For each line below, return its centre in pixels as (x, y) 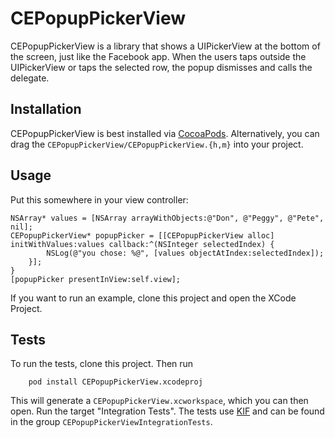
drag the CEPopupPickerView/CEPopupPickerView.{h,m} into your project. (157, 144)
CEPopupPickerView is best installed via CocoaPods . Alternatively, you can (165, 133)
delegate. (30, 78)
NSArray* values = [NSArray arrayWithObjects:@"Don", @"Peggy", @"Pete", (167, 218)
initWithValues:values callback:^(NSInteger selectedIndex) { (142, 244)
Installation (46, 109)
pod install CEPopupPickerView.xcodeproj (115, 382)
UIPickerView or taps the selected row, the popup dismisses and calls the (161, 67)
